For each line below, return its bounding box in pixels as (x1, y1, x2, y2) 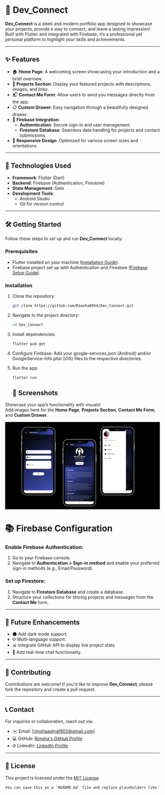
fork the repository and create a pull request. (5, 686, 96, 693)
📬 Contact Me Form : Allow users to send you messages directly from (12, 92, 155, 97)
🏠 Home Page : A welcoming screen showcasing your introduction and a (12, 68, 160, 74)
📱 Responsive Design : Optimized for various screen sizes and (12, 137, 138, 143)
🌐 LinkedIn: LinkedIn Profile (12, 743, 68, 748)
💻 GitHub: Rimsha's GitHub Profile (12, 735, 82, 741)
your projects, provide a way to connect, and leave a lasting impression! (5, 26, 151, 31)
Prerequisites (5, 248, 38, 255)
